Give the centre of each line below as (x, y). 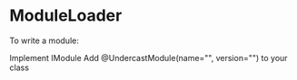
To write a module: (44, 40)
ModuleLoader (66, 16)
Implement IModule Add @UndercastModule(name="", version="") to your (148, 58)
